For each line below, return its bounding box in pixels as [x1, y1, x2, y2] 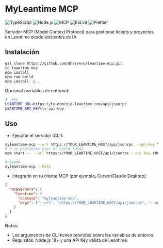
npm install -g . [5, 79, 40, 84]
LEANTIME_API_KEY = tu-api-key [5, 106, 64, 111]
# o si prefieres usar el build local [5, 147, 83, 151]
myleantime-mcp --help [5, 164, 51, 169]
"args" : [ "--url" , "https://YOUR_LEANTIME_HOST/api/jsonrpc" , [17, 200, 147, 205]
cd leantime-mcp [5, 66, 38, 70]
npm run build [5, 74, 34, 80]
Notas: [5, 222, 18, 229]
